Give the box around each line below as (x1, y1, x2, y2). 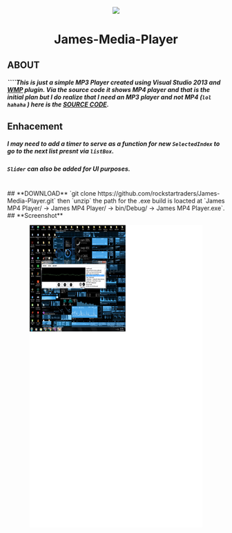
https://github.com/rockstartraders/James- (97, 189, 220, 197)
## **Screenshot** (7, 211, 64, 219)
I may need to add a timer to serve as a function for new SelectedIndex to (7, 140, 220, 148)
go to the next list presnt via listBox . (7, 147, 115, 156)
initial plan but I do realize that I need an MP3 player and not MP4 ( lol (7, 93, 212, 102)
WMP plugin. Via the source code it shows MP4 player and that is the (7, 86, 211, 94)
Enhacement (7, 120, 64, 132)
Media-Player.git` (7, 196, 57, 205)
